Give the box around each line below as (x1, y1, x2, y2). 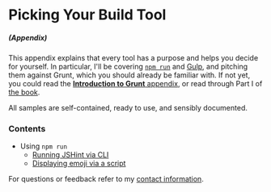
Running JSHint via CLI (32, 150, 109, 160)
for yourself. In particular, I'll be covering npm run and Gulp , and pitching (8, 62, 248, 72)
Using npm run (19, 141, 67, 151)
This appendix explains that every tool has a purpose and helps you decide (8, 53, 259, 63)
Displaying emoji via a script (32, 159, 126, 169)
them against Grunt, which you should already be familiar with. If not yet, (8, 70, 251, 80)
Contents (8, 123, 46, 135)
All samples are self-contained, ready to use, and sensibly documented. (8, 103, 248, 113)
